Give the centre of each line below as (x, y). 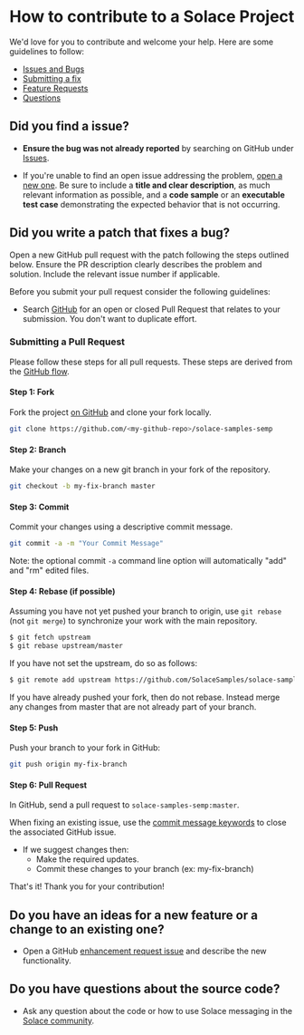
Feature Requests (55, 88)
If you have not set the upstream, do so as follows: (103, 663)
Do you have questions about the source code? (145, 989)
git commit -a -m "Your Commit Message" (87, 544)
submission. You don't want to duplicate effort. (109, 318)
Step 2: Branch (38, 450)
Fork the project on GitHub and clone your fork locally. (110, 412)
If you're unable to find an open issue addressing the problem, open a (152, 175)
